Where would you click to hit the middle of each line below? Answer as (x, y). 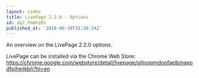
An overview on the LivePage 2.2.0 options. (59, 45)
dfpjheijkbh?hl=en (28, 69)
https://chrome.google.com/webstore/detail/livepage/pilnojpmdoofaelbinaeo (99, 63)
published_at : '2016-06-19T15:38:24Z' (54, 28)
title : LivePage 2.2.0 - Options (47, 17)
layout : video (24, 12)
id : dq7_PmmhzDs (26, 22)
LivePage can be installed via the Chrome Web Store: (71, 56)
